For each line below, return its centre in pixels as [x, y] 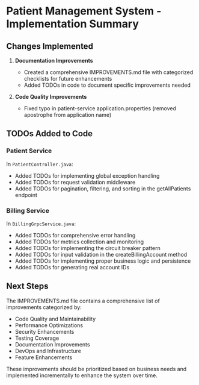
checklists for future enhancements [68, 79]
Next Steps [27, 286]
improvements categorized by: [44, 307]
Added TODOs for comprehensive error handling [75, 235]
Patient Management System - [84, 11]
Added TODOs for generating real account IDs [72, 267]
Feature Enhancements [44, 357]
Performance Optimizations [49, 325]
